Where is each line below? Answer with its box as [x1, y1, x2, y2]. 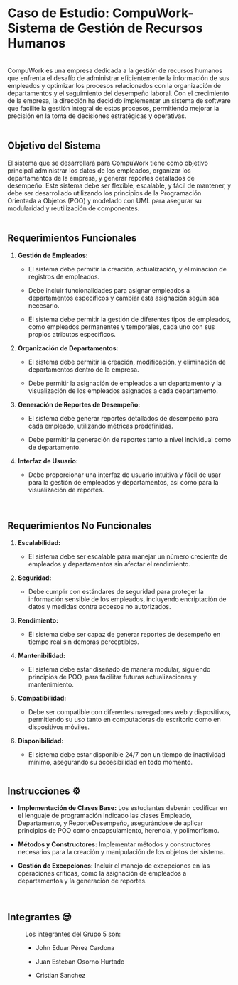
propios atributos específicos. [28, 330, 116, 338]
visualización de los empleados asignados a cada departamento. [28, 386, 219, 395]
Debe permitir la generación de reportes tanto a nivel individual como [28, 435, 232, 443]
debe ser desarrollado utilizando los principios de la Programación [7, 188, 202, 197]
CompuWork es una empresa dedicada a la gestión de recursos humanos [7, 66, 222, 75]
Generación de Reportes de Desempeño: [17, 400, 141, 409]
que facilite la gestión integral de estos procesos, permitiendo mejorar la [7, 104, 220, 112]
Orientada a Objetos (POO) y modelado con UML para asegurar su [7, 196, 202, 205]
